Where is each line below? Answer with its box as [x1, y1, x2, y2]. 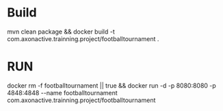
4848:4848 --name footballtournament [7, 88, 118, 97]
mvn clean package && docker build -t [7, 27, 115, 36]
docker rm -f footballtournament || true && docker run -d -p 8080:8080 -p [7, 81, 217, 90]
